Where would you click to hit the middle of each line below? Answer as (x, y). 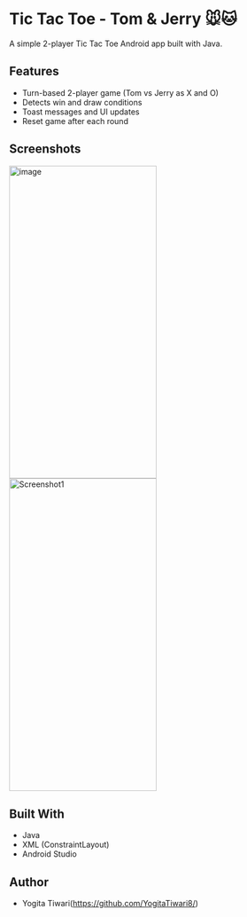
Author (29, 882)
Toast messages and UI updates (81, 112)
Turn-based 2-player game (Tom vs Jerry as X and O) (120, 92)
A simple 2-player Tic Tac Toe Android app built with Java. (116, 43)
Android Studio (49, 854)
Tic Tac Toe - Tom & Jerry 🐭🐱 (123, 19)
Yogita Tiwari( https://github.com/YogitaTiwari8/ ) (110, 904)
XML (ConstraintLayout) (66, 845)
